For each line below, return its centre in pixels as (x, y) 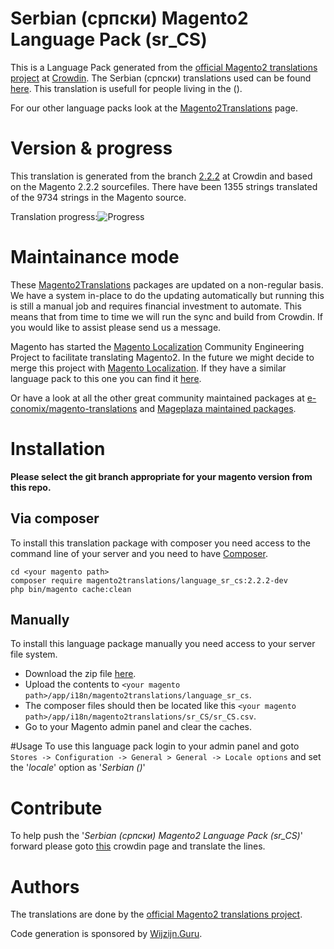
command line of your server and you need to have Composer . (139, 553)
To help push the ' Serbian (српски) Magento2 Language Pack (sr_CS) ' (156, 836)
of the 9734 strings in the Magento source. (98, 197)
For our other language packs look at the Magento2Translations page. (154, 108)
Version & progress (91, 148)
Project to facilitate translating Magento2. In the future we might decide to (162, 357)
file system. (34, 654)
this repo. (31, 487)
